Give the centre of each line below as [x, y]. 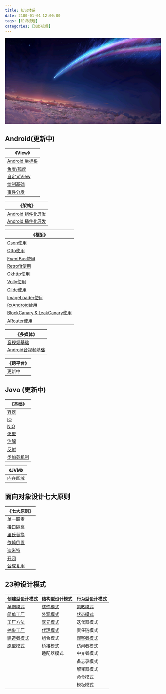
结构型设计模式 [57, 599]
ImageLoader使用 [25, 297]
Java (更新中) [26, 390]
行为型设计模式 [92, 599]
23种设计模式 [25, 584]
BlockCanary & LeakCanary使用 [40, 313]
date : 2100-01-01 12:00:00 [33, 16]
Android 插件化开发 [27, 221]
